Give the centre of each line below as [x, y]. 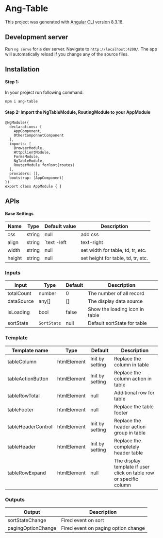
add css [90, 235]
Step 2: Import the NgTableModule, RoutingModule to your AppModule [78, 112]
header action [130, 427]
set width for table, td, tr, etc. [114, 250]
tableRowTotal [24, 396]
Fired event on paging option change [103, 528]
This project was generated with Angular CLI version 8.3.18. [64, 22]
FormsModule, [27, 156]
